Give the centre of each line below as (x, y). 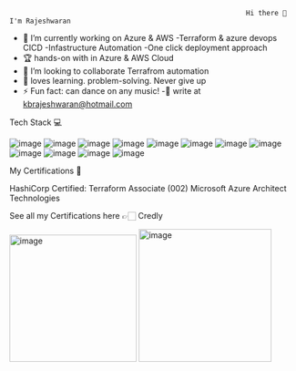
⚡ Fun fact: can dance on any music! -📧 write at (112, 91)
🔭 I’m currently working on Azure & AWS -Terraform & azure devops (150, 38)
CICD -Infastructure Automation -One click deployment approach (145, 47)
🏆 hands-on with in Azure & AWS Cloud (98, 58)
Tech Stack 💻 (36, 122)
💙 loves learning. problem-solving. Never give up (114, 81)
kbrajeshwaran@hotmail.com (77, 104)
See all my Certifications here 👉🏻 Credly (87, 216)
